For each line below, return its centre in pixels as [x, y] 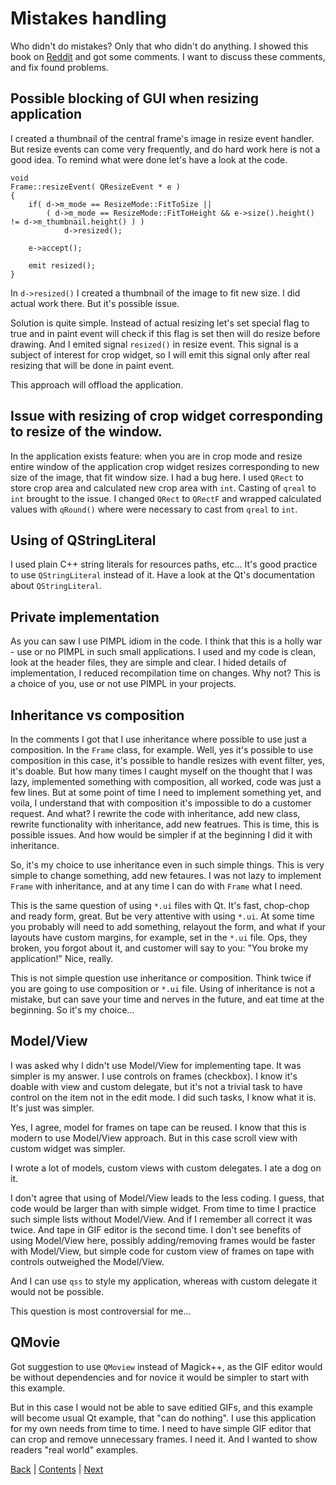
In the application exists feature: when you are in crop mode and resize [156, 456]
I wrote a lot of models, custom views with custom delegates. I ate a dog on [166, 1168]
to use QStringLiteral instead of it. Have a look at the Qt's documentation [162, 575]
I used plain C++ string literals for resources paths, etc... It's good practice [164, 564]
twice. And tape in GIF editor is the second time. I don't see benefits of [156, 1229]
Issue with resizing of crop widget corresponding [166, 416]
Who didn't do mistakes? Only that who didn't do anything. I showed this [159, 46]
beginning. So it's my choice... [72, 1010]
